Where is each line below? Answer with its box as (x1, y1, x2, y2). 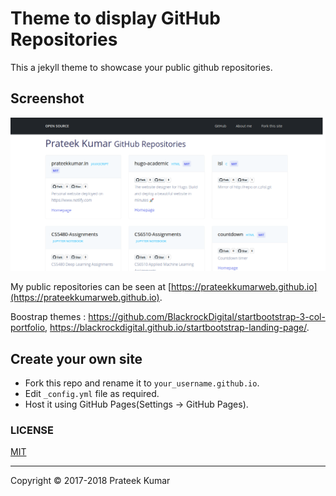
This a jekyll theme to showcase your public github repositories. (10, 61, 273, 73)
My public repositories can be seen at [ (10, 281, 172, 293)
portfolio (10, 322, 46, 334)
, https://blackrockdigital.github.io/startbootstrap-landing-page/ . (44, 322, 310, 334)
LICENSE (10, 423, 55, 437)
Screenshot (10, 90, 85, 107)
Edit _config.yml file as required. (24, 388, 160, 400)
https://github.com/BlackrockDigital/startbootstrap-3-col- (88, 311, 326, 323)
